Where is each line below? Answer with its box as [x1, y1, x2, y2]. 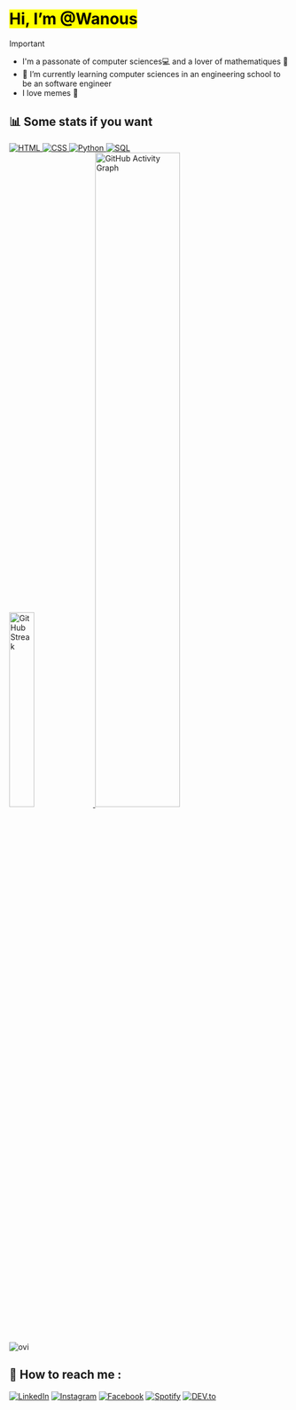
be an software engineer [21, 78, 113, 89]
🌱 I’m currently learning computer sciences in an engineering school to [21, 68, 281, 79]
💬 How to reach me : [9, 1367, 122, 1382]
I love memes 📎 [21, 87, 79, 98]
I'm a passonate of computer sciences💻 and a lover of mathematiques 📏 [21, 56, 289, 67]
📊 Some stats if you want [9, 114, 153, 130]
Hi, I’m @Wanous [9, 9, 138, 29]
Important [9, 38, 45, 49]
